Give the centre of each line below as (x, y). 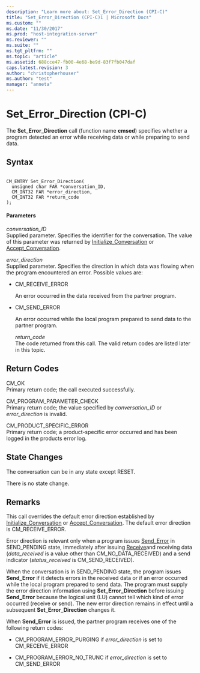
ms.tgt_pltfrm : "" (29, 51)
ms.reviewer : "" (26, 40)
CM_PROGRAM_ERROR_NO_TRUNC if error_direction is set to (91, 657)
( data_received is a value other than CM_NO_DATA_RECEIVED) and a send (98, 554)
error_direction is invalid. (37, 414)
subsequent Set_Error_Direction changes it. (61, 610)
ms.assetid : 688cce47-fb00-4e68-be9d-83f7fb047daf (71, 62)
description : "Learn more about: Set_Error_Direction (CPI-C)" (87, 12)
